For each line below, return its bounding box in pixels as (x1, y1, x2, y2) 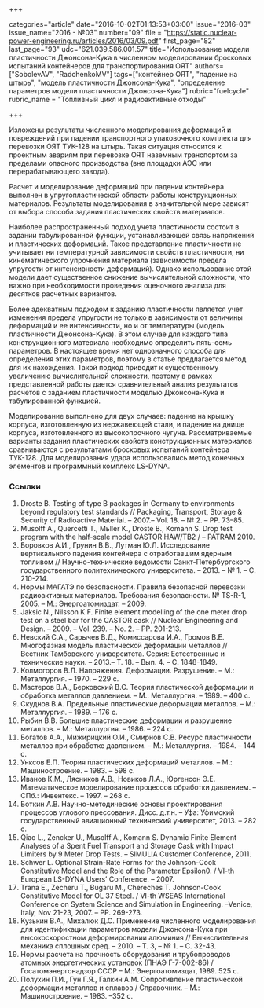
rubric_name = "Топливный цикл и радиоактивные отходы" (9, 95, 207, 104)
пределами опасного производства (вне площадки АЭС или (9, 159, 211, 167)
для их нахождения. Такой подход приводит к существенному (9, 363, 219, 372)
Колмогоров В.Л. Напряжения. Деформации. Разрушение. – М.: (20, 665, 235, 676)
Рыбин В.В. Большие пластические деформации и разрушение (20, 716, 233, 725)
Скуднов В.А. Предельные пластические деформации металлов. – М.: (20, 699, 256, 709)
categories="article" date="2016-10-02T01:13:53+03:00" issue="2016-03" (9, 20, 251, 28)
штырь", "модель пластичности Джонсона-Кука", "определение (9, 78, 225, 87)
